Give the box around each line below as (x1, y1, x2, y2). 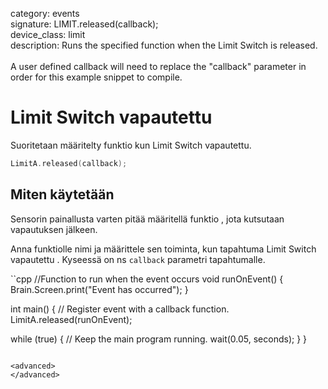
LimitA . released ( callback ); (10, 158, 128, 168)
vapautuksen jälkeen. (10, 223, 98, 235)
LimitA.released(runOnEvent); (10, 313, 133, 325)
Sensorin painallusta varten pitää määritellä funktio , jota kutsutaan (10, 213, 285, 225)
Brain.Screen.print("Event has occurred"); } (10, 283, 189, 295)
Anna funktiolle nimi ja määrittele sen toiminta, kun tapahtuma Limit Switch (10, 243, 317, 255)
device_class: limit (10, 29, 86, 40)
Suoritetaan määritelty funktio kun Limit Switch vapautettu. (10, 139, 252, 151)
